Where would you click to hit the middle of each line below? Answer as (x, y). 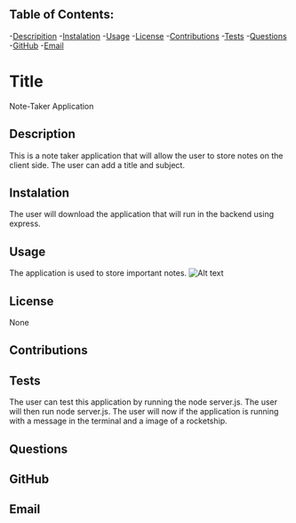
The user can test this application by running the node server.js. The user (144, 402)
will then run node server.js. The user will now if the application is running (144, 412)
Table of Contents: (62, 15)
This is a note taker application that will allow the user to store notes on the (146, 156)
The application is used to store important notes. (98, 273)
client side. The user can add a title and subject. (97, 165)
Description (42, 134)
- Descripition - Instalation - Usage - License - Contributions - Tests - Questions (148, 36)
